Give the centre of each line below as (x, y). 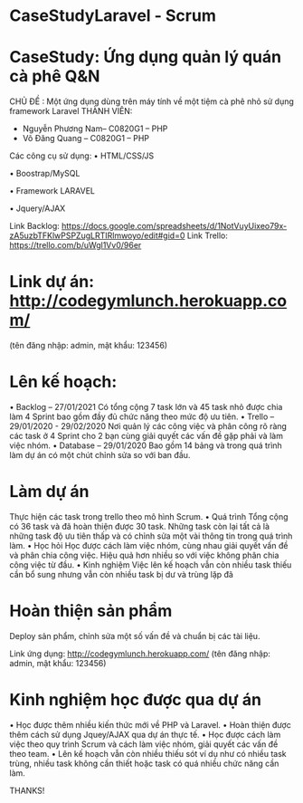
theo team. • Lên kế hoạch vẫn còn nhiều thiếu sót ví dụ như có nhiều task (148, 753)
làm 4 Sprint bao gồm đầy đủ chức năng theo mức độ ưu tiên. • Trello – (142, 416)
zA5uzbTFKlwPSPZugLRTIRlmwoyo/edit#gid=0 (97, 235)
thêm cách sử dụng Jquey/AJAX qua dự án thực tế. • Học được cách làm (145, 734)
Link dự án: (52, 282)
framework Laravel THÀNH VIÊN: (71, 111)
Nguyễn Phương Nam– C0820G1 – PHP (95, 129)
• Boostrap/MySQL (45, 174)
